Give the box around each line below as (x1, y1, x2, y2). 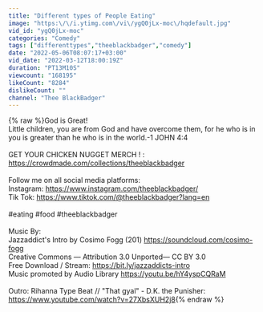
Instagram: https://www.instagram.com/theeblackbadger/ (8, 184, 199, 193)
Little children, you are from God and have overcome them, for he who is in (8, 124, 256, 134)
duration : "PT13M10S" (8, 64, 81, 72)
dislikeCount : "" (8, 86, 67, 95)
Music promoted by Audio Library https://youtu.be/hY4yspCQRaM (8, 269, 226, 279)
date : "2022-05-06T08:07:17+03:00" (8, 49, 127, 57)
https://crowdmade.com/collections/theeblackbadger (8, 158, 185, 168)
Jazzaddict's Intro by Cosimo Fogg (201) (8, 235, 143, 245)
